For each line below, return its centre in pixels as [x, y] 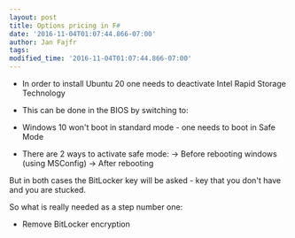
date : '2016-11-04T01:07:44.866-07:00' [83, 34]
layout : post [33, 17]
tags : [19, 50]
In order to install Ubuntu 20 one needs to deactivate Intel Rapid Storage [154, 84]
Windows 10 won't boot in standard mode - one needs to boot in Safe [149, 127]
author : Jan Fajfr [43, 42]
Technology [44, 93]
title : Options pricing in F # [65, 26]
